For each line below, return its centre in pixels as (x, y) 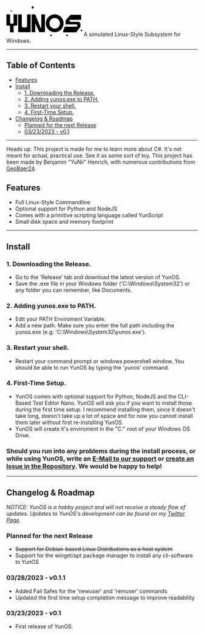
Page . (14, 520)
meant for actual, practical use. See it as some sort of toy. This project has (99, 156)
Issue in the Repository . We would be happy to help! (84, 466)
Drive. (22, 435)
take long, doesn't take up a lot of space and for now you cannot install (104, 415)
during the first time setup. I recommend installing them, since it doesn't (105, 409)
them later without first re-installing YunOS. (69, 422)
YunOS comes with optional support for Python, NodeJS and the (96, 396)
